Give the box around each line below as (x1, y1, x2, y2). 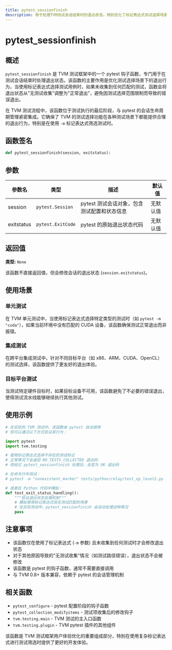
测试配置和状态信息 (80, 208, 127, 214)
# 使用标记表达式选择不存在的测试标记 (5, 452, 75, 458)
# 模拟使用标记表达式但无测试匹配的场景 (14, 500, 88, 505)
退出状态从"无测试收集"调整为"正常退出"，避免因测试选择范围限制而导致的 (5, 90, 162, 96)
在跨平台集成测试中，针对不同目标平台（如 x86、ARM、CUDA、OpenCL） (5, 354, 163, 361)
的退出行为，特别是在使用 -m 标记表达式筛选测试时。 (5, 120, 116, 126)
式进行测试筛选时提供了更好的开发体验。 (5, 639, 91, 645)
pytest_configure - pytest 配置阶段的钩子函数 (12, 602, 109, 608)
